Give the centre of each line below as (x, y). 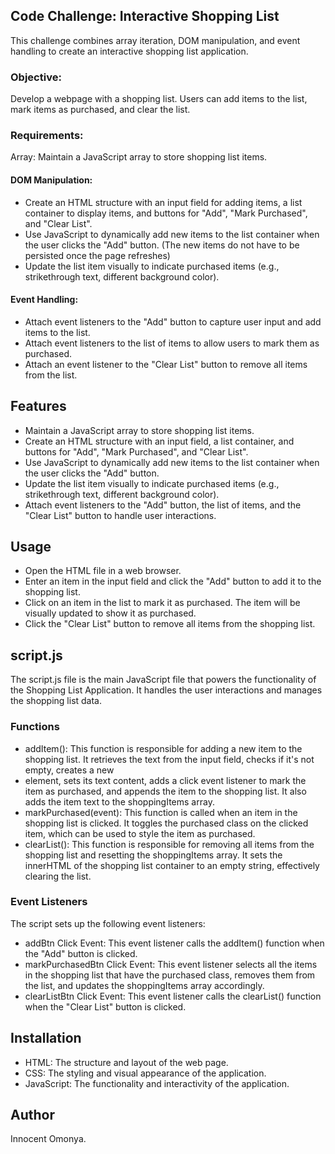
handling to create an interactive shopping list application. (129, 51)
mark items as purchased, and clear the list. (100, 110)
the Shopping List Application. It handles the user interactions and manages (166, 690)
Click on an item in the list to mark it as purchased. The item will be (162, 603)
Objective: (36, 77)
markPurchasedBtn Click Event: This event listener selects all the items (171, 964)
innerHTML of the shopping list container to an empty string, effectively (172, 865)
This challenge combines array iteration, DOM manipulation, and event (155, 40)
